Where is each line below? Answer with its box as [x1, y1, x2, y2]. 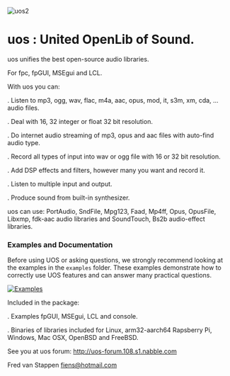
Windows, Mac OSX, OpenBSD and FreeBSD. [7, 334, 139, 342]
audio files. [7, 103, 40, 112]
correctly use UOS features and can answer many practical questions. [7, 271, 212, 280]
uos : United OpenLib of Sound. [7, 32, 195, 47]
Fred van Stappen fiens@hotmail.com [7, 361, 117, 370]
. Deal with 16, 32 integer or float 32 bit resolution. [7, 117, 154, 125]
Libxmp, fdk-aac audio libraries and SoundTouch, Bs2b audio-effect [7, 215, 205, 223]
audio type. [7, 138, 40, 147]
